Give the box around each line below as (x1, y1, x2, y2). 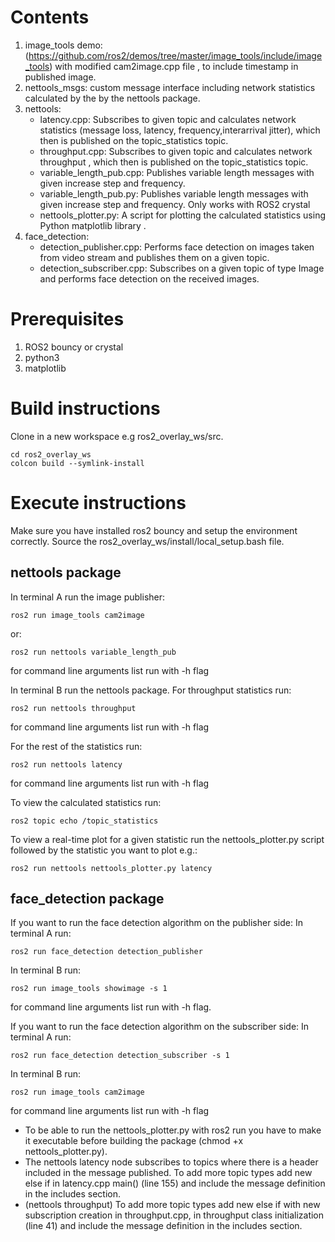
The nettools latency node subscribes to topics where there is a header (24, 1156, 319, 1168)
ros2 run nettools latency (10, 759, 123, 770)
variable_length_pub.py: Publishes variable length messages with (39, 187, 309, 200)
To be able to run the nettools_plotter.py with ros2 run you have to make (24, 1124, 322, 1136)
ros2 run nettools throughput (10, 703, 137, 713)
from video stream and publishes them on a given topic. (39, 251, 270, 263)
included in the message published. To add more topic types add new (24, 1167, 313, 1179)
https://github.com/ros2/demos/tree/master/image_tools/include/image (28, 49, 323, 61)
